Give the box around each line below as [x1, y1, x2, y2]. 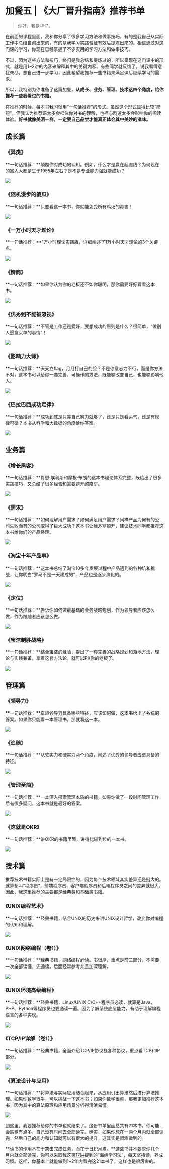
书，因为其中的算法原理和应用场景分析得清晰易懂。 [5, 1102, 111, 1108]
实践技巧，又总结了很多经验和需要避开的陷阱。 [5, 481, 102, 487]
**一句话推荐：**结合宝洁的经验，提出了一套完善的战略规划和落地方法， [5, 649, 155, 655]
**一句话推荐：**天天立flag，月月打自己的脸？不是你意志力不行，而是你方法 [5, 365, 163, 372]
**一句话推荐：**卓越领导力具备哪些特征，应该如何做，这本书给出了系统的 [5, 709, 160, 716]
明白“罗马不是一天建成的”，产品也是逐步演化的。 [22, 571, 124, 577]
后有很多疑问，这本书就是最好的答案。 [5, 800, 84, 806]
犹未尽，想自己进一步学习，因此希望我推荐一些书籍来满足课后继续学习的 [5, 69, 155, 75]
